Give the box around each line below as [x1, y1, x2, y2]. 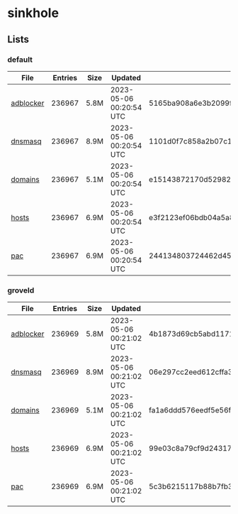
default [7, 55, 33, 65]
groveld [7, 285, 35, 295]
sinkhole [7, 5, 59, 21]
